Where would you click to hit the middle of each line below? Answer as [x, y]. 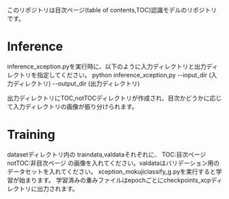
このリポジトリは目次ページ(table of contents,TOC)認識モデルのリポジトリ [112, 10]
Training [31, 135]
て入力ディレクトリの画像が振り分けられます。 [72, 106]
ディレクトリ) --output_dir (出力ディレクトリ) [76, 83]
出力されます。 [57, 188]
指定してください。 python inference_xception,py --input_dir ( [124, 75]
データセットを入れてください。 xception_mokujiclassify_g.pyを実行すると [112, 171]
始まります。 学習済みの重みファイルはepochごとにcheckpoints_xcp [115, 180]
